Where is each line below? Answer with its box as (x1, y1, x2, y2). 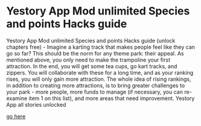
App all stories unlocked (6, 101, 66, 108)
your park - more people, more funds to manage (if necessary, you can (6, 88, 183, 95)
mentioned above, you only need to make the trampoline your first (6, 56, 171, 63)
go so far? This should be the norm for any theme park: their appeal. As (6, 49, 184, 57)
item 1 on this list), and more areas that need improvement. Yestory (28, 95, 195, 102)
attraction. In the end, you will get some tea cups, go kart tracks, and (6, 62, 177, 70)
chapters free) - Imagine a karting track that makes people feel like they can (6, 43, 195, 51)
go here (6, 113, 26, 120)
